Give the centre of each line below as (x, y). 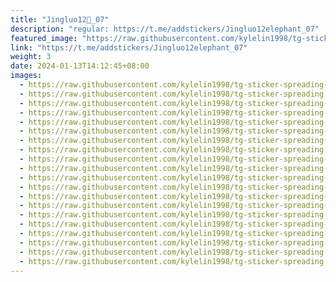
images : (26, 76)
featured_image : (44, 38)
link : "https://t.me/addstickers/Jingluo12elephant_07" (129, 47)
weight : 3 (31, 57)
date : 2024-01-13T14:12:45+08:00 (80, 66)
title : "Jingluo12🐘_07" (60, 19)
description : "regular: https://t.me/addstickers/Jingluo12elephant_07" (165, 29)
